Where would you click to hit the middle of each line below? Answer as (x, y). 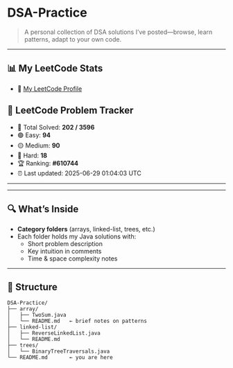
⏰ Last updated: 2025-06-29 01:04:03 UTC (79, 173)
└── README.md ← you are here (60, 358)
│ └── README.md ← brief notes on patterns (77, 321)
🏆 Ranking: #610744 (48, 163)
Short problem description (65, 244)
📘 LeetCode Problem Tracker (70, 111)
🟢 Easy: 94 (34, 135)
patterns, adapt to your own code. (73, 39)
